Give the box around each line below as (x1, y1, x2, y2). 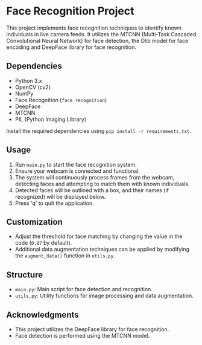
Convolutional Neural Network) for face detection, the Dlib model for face (6, 37, 189, 44)
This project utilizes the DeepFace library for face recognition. (14, 326, 169, 333)
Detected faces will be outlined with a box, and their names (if (14, 186, 169, 194)
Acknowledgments (6, 309, 80, 320)
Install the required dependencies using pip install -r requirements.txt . (6, 127, 192, 134)
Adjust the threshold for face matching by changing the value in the (14, 233, 183, 240)
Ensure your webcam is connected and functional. (14, 167, 140, 175)
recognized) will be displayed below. (14, 193, 106, 200)
